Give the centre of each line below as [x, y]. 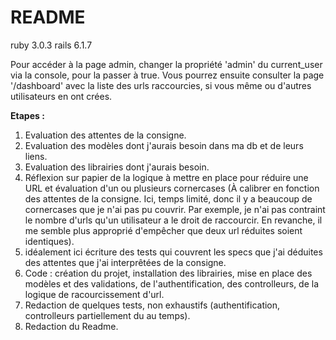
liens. [36, 156]
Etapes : [27, 115]
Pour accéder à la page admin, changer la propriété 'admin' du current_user [166, 64]
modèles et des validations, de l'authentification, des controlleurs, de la [172, 283]
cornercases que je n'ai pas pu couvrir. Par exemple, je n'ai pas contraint [175, 209]
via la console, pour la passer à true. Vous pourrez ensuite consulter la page [167, 75]
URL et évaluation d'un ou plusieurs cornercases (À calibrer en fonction [172, 188]
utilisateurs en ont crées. [61, 96]
